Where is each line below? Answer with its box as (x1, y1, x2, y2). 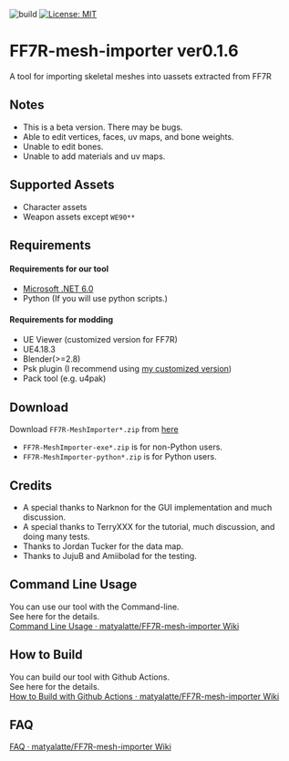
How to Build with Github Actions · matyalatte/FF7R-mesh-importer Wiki (9, 691, 280, 702)
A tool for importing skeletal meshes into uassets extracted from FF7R (9, 70, 272, 81)
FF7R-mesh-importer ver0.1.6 (9, 41, 239, 61)
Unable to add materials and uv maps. (22, 151, 166, 162)
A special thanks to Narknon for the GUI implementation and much (22, 502, 273, 513)
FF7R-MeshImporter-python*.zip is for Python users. (22, 451, 217, 462)
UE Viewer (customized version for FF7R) (22, 334, 178, 345)
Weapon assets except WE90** (22, 211, 136, 222)
